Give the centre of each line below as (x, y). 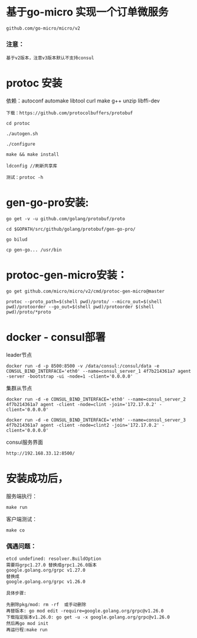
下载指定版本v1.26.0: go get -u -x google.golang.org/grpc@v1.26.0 (88, 617)
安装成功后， (37, 478)
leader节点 (19, 355)
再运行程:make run (27, 630)
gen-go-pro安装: (47, 203)
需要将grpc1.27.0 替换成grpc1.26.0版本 (52, 565)
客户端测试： (22, 519)
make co (16, 530)
